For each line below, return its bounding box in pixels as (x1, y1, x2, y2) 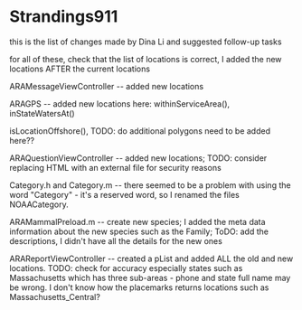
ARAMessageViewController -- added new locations (9, 80, 204, 91)
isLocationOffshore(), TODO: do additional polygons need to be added (9, 125, 271, 136)
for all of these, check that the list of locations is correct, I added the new (9, 53, 282, 64)
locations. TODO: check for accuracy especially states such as (9, 262, 243, 273)
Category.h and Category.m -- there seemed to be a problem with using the (9, 179, 291, 191)
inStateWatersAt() (9, 108, 75, 118)
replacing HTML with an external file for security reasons (9, 162, 222, 173)
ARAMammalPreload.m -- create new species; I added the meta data (9, 216, 266, 227)
